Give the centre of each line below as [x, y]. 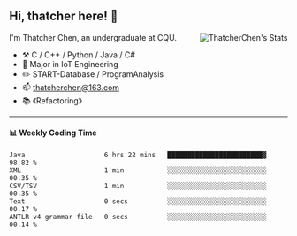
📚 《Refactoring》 [52, 100]
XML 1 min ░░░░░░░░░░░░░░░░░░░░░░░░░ [138, 171]
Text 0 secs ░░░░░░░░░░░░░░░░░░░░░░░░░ [138, 202]
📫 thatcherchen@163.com [71, 87]
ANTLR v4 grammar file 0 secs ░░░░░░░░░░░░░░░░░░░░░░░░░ [138, 217]
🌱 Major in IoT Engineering [70, 64]
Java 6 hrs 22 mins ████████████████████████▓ [138, 156]
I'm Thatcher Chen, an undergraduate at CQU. [93, 37]
